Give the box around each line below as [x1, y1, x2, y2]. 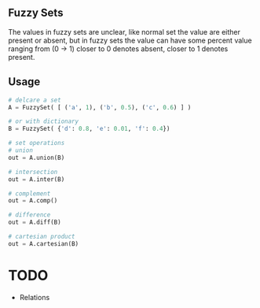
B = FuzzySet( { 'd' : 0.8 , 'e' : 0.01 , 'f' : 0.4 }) [8, 125, 170, 133]
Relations [19, 292, 50, 302]
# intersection [8, 168, 58, 176]
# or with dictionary [8, 117, 79, 125]
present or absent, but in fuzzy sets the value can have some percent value [8, 35, 253, 45]
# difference [8, 211, 51, 219]
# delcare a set [8, 96, 61, 104]
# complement [8, 189, 51, 198]
